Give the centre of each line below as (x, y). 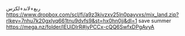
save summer (155, 21)
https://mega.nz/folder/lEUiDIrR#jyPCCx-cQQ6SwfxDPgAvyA (80, 27)
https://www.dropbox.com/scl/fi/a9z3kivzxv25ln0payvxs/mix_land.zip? (92, 15)
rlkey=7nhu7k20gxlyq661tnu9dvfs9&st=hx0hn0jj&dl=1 (72, 21)
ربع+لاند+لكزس (23, 8)
